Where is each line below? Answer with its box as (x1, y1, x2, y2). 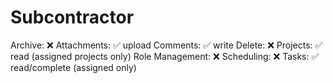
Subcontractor (10, 6, 135, 29)
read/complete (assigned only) (10, 61, 137, 73)
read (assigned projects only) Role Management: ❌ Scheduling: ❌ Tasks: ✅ (10, 50, 320, 62)
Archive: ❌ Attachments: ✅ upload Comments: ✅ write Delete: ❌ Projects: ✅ (10, 39, 323, 51)
